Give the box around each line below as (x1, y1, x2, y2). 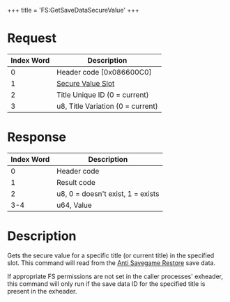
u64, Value (56, 200, 92, 210)
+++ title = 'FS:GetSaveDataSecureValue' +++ (7, 6, 139, 14)
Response (7, 129, 67, 145)
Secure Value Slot (56, 78, 115, 88)
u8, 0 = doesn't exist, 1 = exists (56, 188, 160, 198)
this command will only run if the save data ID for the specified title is (7, 279, 206, 288)
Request (7, 31, 57, 46)
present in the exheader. (7, 287, 77, 295)
